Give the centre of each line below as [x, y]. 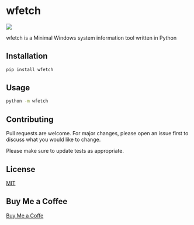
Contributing [30, 119]
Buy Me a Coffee [37, 201]
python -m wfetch [27, 101]
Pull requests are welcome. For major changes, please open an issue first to [97, 133]
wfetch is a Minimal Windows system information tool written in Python [91, 38]
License [21, 169]
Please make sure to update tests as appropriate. [65, 151]
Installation [27, 56]
